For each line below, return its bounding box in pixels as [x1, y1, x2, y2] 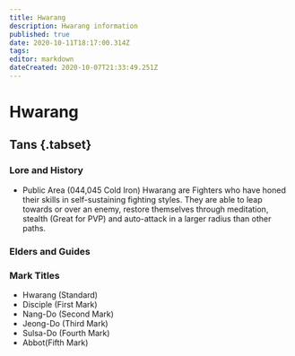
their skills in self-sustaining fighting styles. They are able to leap [22, 194, 263, 204]
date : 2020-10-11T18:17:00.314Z [9, 38, 130, 48]
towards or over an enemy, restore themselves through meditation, [22, 204, 269, 214]
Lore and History [9, 164, 83, 177]
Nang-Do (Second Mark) [22, 308, 115, 319]
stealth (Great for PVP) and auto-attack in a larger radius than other [22, 213, 272, 224]
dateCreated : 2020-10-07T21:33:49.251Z [9, 64, 159, 73]
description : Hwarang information [9, 22, 139, 30]
